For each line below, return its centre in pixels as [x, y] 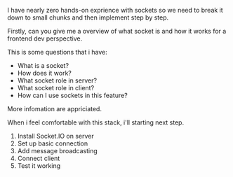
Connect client [39, 158]
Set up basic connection [53, 143]
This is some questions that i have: [57, 52]
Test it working [39, 166]
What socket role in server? [57, 80]
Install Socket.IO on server [56, 136]
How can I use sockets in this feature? [72, 95]
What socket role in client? [56, 88]
